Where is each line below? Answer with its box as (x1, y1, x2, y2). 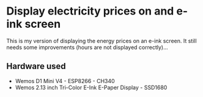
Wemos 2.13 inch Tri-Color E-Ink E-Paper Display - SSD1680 (15, 84, 168, 91)
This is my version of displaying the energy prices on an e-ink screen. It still (6, 37, 197, 44)
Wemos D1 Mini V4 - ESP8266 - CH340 (15, 77, 115, 84)
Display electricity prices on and (6, 4, 174, 18)
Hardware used (6, 61, 66, 72)
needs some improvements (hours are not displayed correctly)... (6, 44, 168, 51)
